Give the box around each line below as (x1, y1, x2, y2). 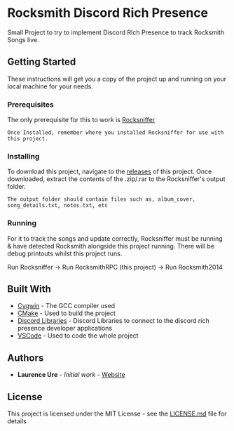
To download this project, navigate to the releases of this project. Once (7, 167, 212, 176)
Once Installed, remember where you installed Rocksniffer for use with (7, 129, 224, 136)
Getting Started (7, 56, 76, 68)
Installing (7, 151, 40, 161)
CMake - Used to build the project (17, 309, 116, 317)
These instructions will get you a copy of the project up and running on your (7, 74, 226, 83)
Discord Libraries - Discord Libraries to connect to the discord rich (17, 317, 209, 325)
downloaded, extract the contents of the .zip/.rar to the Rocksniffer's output (7, 175, 226, 183)
